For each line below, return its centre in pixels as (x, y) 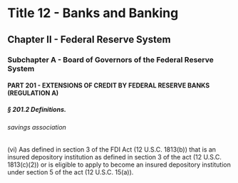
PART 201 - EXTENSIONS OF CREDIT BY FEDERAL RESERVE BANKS (109, 85)
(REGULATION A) (33, 93)
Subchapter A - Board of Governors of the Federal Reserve (110, 60)
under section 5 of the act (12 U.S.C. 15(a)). (71, 172)
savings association (37, 127)
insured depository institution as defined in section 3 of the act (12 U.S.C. (115, 157)
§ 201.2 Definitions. (37, 109)
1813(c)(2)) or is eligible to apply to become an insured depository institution (119, 164)
